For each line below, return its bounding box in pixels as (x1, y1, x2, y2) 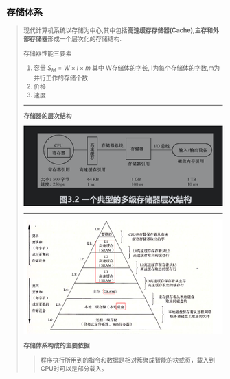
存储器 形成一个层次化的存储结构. (29, 34, 122, 42)
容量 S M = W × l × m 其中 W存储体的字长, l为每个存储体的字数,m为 (33, 64, 220, 73)
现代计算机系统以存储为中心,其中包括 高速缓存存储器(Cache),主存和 (23, 26, 214, 34)
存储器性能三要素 (23, 49, 72, 57)
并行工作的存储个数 (33, 73, 89, 82)
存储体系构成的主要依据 (23, 341, 90, 350)
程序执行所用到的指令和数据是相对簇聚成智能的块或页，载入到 (40, 356, 216, 364)
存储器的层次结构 (23, 112, 72, 120)
